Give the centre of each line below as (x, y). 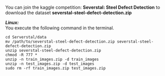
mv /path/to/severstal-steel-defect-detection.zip (60, 42)
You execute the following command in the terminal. (60, 28)
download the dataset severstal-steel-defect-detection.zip (68, 13)
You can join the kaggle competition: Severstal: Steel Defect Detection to (83, 7)
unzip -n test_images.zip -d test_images (50, 64)
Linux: (12, 23)
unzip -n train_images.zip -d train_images (52, 59)
